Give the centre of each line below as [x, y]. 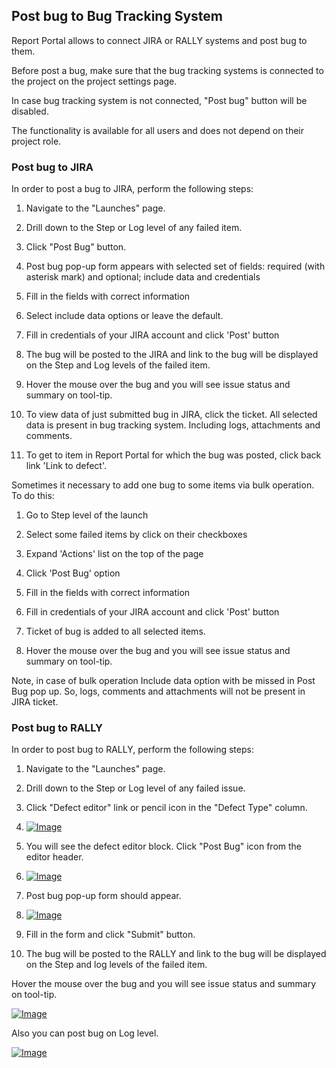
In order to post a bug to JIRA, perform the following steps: [132, 189]
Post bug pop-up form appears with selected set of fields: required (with [175, 266]
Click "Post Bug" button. [76, 247]
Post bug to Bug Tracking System [117, 16]
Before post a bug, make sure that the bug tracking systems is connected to [167, 70]
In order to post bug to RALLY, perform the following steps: [132, 750]
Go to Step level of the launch [87, 515]
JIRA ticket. [35, 702]
